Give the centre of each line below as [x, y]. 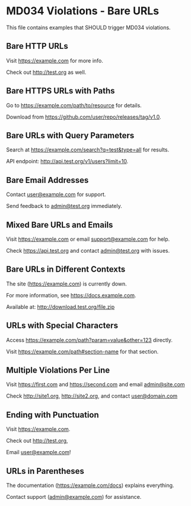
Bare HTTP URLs [37, 46]
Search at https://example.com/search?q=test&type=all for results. [88, 150]
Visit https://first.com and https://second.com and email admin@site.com [95, 384]
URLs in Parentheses [45, 471]
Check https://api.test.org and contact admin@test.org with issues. [88, 251]
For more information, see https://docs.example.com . [71, 295]
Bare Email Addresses [47, 180]
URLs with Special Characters [62, 326]
